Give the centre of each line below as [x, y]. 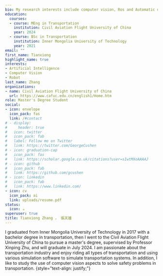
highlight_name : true [27, 59]
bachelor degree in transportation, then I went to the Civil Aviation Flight [77, 237]
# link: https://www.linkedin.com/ [43, 186]
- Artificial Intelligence [32, 69]
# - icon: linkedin [25, 177]
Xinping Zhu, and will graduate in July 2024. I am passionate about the [76, 247]
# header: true [25, 127]
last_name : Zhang [23, 82]
